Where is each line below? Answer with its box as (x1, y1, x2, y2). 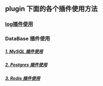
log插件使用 (5, 21, 34, 28)
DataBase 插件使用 (5, 35, 50, 42)
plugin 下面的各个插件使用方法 (5, 4, 98, 13)
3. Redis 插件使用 (5, 75, 40, 81)
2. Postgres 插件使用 (5, 62, 48, 68)
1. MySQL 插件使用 (5, 48, 43, 54)
